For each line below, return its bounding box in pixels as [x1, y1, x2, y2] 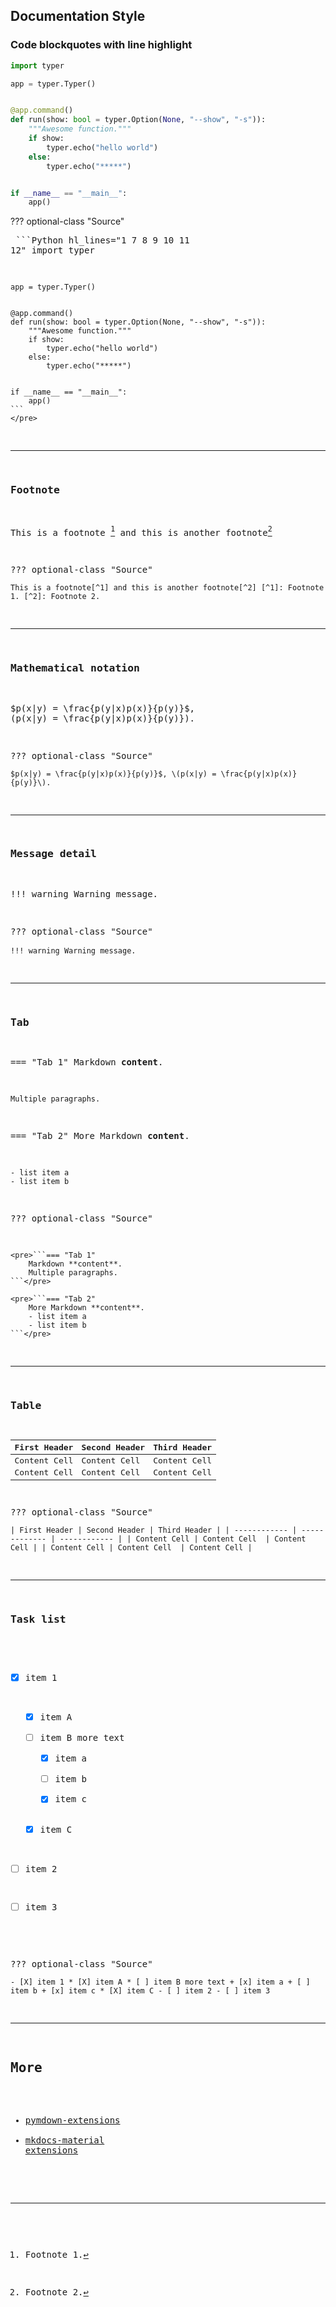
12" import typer [10, 245, 95, 256]
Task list [10, 1612, 67, 1626]
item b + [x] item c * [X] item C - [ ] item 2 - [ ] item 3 [10, 1986, 271, 1996]
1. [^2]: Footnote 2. [10, 592, 101, 602]
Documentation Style [10, 8, 146, 25]
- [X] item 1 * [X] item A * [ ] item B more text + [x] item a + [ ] [10, 1977, 311, 1988]
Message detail [10, 847, 97, 861]
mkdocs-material [24, 2134, 105, 2146]
